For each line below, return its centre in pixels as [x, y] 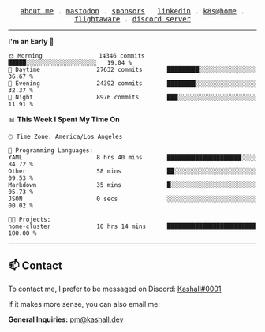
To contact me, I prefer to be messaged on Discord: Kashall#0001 [115, 289]
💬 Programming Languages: [50, 151]
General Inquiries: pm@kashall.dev [66, 319]
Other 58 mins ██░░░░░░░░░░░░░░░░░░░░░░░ [132, 171]
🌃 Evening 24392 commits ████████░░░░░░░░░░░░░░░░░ [132, 84]
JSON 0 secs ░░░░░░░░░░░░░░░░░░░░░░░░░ [132, 199]
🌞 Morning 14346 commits [77, 56]
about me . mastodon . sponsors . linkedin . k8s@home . [132, 11]
